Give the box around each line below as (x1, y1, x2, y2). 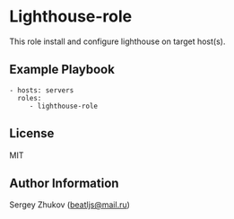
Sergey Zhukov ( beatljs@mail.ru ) (9, 199, 130, 210)
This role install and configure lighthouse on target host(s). (9, 36, 226, 47)
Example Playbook (9, 62, 115, 77)
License (9, 126, 55, 141)
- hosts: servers (9, 85, 74, 95)
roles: (17, 93, 42, 102)
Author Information (9, 175, 119, 190)
